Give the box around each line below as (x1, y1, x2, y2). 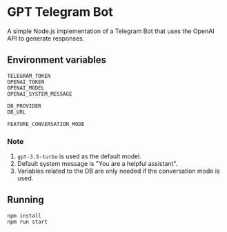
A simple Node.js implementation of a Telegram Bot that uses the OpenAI (7, 27, 215, 35)
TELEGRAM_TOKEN (7, 72, 51, 79)
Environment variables (7, 54, 107, 66)
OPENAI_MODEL (7, 84, 45, 92)
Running (7, 194, 45, 206)
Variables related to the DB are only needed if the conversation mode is (17, 167, 220, 176)
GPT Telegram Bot (7, 4, 114, 20)
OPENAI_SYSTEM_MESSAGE (7, 90, 72, 97)
